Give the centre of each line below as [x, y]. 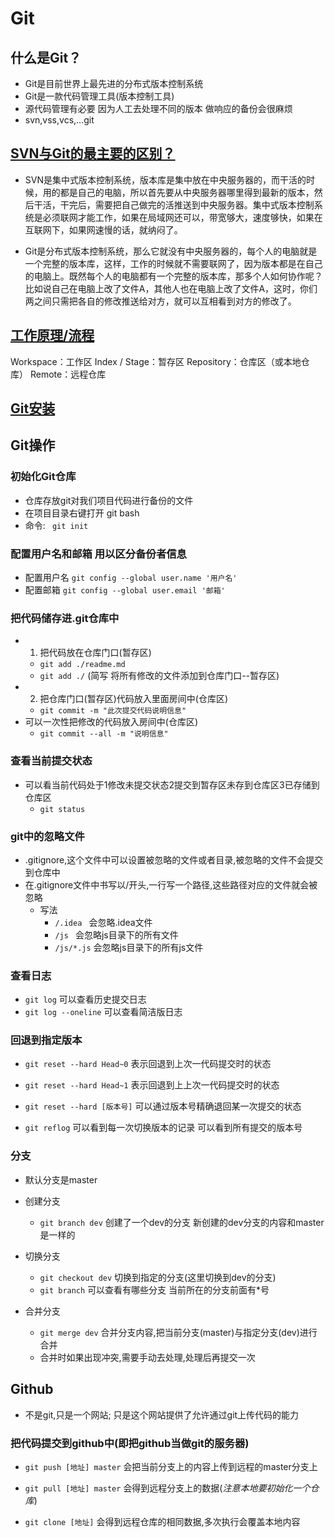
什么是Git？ [46, 57]
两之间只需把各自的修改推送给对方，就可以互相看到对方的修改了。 [160, 301]
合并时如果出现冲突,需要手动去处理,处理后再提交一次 [147, 1357]
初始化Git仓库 [43, 477]
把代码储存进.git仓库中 [65, 618]
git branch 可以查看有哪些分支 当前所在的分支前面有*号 [154, 1289]
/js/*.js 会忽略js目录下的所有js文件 [129, 947]
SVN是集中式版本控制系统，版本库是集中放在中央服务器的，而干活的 [165, 179]
